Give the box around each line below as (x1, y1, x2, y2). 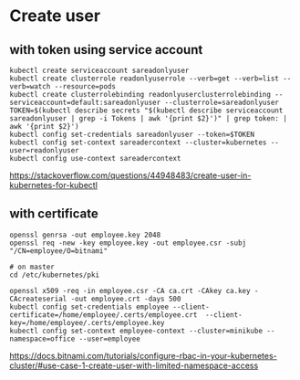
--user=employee (78, 334, 141, 343)
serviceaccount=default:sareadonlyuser (9, 98, 161, 107)
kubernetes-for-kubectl (9, 180, 98, 190)
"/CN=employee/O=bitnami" (9, 246, 108, 256)
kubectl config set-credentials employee (9, 302, 170, 311)
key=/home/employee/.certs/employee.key (9, 318, 166, 327)
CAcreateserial (9, 294, 67, 303)
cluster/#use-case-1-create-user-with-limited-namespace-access (9, 360, 259, 371)
